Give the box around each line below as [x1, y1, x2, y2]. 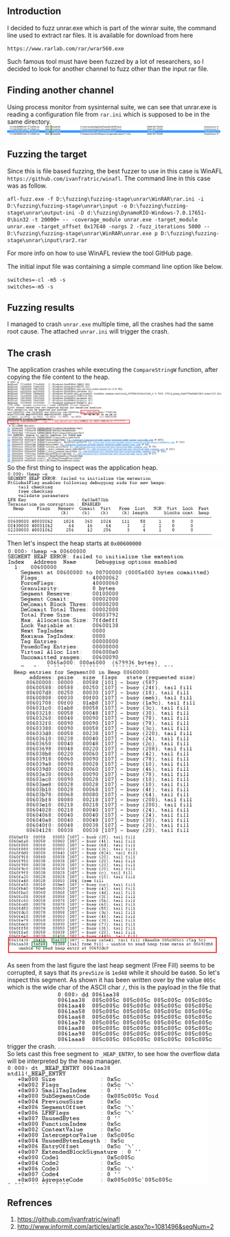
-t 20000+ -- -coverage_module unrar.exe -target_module [32, 216, 198, 223]
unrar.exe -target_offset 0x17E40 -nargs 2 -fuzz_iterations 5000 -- [7, 223, 211, 230]
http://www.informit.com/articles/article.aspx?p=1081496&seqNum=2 [16, 1223, 214, 1231]
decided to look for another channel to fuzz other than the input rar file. [7, 65, 209, 73]
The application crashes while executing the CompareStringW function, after [7, 366, 218, 374]
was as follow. [7, 182, 47, 190]
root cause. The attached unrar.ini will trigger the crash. [7, 327, 170, 336]
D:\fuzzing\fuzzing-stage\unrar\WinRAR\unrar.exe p [7, 230, 158, 237]
